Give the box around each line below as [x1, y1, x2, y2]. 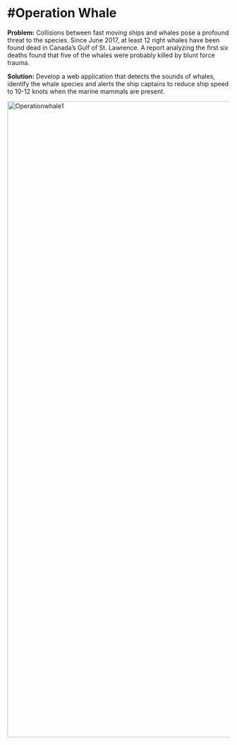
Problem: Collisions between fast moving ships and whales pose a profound [7, 28, 229, 37]
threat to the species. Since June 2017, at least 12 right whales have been [7, 35, 220, 44]
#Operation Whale [7, 5, 117, 21]
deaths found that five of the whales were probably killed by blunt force [7, 51, 215, 59]
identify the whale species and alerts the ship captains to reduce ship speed [7, 79, 229, 88]
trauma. [7, 58, 30, 66]
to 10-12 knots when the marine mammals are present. [7, 87, 165, 95]
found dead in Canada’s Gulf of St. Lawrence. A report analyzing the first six [7, 43, 229, 52]
